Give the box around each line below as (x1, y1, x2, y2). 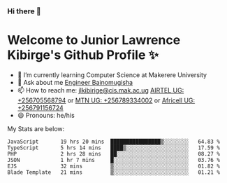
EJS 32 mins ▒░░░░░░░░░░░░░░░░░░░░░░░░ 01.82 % (7, 163, 220, 170)
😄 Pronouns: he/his (17, 111, 75, 119)
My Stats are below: (7, 124, 65, 133)
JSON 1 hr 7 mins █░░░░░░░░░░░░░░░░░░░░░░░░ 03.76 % (7, 156, 220, 163)
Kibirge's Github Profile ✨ (7, 47, 159, 63)
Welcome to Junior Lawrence (7, 32, 181, 48)
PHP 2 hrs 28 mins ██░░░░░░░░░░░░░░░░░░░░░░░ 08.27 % (7, 150, 220, 157)
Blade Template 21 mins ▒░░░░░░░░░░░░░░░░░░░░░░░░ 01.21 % (7, 168, 220, 176)
